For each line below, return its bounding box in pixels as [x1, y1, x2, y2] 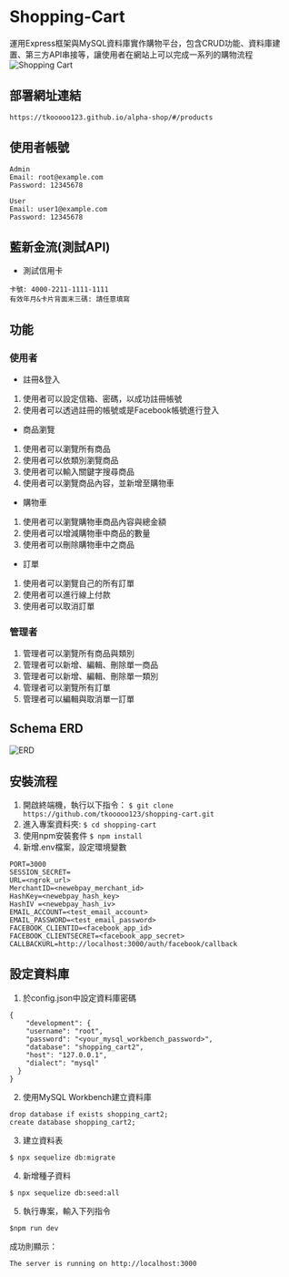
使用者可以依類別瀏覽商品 [22, 455, 119, 466]
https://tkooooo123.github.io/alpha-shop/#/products [9, 112, 214, 122]
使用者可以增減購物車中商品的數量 [22, 528, 151, 539]
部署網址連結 [9, 88, 82, 104]
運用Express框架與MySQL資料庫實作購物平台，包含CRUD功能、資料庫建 [9, 37, 281, 48]
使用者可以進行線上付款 [22, 590, 111, 601]
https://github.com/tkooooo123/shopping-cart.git [22, 809, 215, 819]
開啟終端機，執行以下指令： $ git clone [22, 799, 174, 810]
